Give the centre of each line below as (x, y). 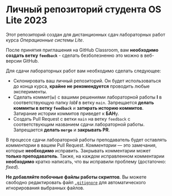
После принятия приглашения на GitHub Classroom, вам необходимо (82, 50)
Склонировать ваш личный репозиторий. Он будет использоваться (87, 81)
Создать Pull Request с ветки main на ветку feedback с (72, 119)
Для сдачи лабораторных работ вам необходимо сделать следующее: (83, 71)
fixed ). (13, 167)
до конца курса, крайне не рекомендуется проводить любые (81, 86)
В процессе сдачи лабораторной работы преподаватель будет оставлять (86, 140)
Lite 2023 (27, 20)
